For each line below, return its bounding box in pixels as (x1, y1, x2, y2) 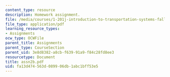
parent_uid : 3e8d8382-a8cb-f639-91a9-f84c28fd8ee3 (5, 50, 114, 55)
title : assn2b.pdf (5, 59, 44, 64)
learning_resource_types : (5, 26, 60, 31)
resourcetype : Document (5, 54, 56, 60)
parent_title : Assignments (5, 41, 62, 46)
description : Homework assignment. (5, 12, 80, 17)
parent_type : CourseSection (5, 45, 65, 50)
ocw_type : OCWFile (5, 36, 44, 41)
